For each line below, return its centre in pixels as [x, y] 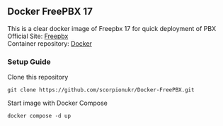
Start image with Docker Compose [57, 103]
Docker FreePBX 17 [50, 12]
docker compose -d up [39, 116]
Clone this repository [38, 77]
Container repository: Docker [50, 43]
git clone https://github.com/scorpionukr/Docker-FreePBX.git [101, 90]
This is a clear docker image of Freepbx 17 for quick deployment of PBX [112, 28]
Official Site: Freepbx [38, 36]
